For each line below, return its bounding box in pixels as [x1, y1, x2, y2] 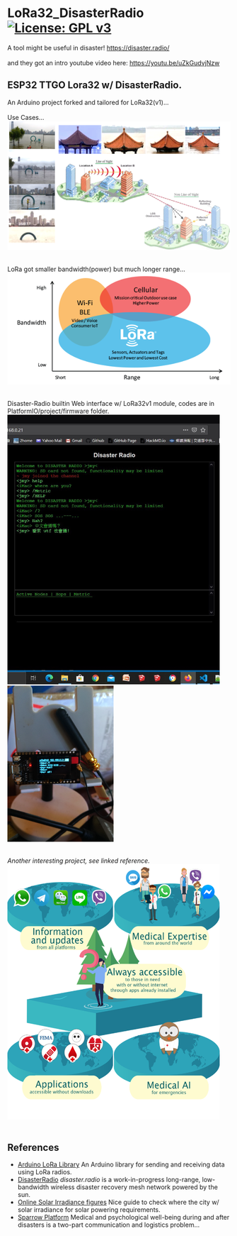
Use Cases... [7, 113, 45, 121]
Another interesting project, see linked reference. [7, 856, 150, 865]
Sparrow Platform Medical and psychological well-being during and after [17, 1213, 230, 1222]
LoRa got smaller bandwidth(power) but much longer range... [7, 265, 186, 273]
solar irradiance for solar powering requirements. [17, 1205, 161, 1214]
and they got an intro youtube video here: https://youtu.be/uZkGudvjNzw [7, 58, 220, 67]
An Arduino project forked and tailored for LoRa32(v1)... [7, 98, 169, 106]
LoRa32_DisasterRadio [7, 5, 144, 21]
